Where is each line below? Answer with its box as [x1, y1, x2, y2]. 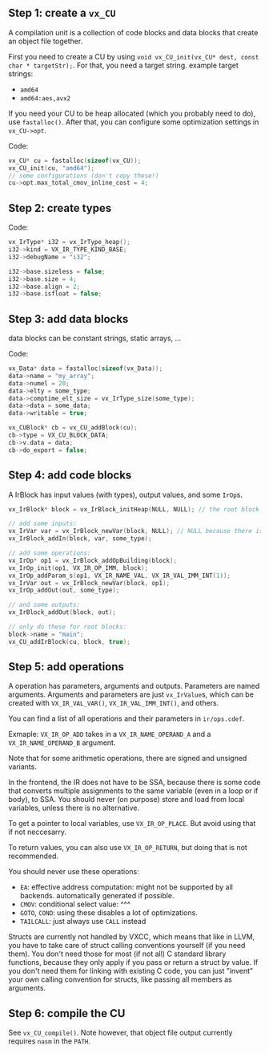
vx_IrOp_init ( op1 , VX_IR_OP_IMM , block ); [8, 564, 149, 572]
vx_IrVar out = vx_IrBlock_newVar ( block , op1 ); [8, 579, 171, 587]
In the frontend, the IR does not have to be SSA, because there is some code [8, 778, 261, 787]
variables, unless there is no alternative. [8, 803, 140, 813]
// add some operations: [8, 549, 91, 557]
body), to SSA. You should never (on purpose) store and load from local [8, 795, 244, 804]
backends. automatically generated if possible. [19, 891, 175, 901]
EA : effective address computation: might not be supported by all [19, 882, 234, 892]
